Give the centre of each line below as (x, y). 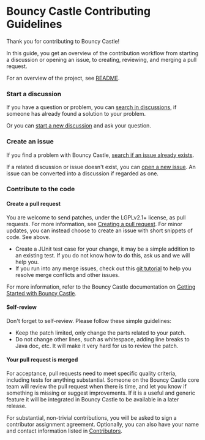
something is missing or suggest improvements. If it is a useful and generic (101, 393)
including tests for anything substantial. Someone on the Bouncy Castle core (103, 380)
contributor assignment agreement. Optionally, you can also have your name (102, 425)
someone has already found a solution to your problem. (76, 114)
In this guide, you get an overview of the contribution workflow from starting (102, 53)
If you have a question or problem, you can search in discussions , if (91, 107)
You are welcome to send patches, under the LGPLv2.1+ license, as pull (96, 217)
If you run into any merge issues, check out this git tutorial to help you (103, 268)
